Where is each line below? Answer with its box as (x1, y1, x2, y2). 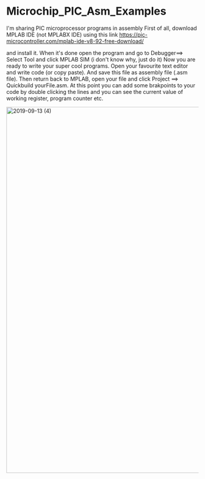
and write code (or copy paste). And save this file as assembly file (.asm (6, 68, 188, 76)
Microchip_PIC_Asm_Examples (6, 4, 167, 18)
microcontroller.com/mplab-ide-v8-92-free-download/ (6, 37, 144, 45)
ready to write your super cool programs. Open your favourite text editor (6, 62, 189, 70)
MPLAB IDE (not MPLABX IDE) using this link (6, 31, 118, 38)
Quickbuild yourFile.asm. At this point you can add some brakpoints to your (6, 81, 195, 89)
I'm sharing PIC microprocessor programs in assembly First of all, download (6, 24, 197, 32)
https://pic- (119, 31, 148, 38)
